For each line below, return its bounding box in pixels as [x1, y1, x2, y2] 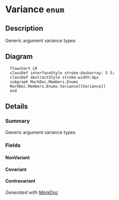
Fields [5, 142, 21, 149]
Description [5, 24, 43, 33]
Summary [5, 118, 31, 125]
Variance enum [5, 4, 65, 15]
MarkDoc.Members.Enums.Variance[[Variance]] [10, 83, 106, 89]
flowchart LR [10, 65, 38, 71]
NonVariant [5, 154, 30, 161]
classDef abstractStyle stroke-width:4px [10, 75, 99, 80]
